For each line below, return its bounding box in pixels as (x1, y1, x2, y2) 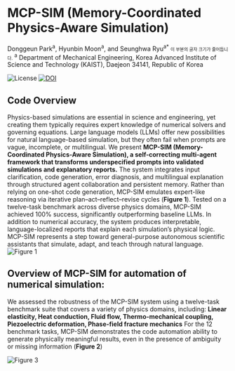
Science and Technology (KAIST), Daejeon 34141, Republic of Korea (7, 60, 203, 69)
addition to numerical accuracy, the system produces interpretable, (7, 218, 202, 226)
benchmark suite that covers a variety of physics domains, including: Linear (7, 304, 227, 313)
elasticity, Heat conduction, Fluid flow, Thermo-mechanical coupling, (7, 312, 214, 320)
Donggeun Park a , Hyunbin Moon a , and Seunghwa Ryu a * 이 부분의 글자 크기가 (7, 43, 211, 53)
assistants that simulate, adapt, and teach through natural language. (7, 240, 204, 249)
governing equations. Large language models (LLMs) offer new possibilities (7, 128, 225, 136)
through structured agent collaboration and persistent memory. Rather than (7, 181, 224, 189)
